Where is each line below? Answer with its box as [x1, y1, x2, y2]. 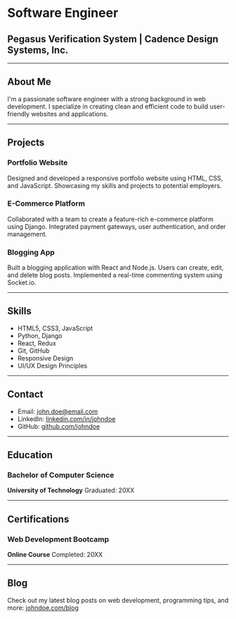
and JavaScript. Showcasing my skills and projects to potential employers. [7, 181, 223, 189]
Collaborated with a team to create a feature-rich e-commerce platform [7, 215, 214, 223]
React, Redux [17, 339, 56, 347]
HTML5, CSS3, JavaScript [17, 324, 93, 332]
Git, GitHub [17, 346, 50, 355]
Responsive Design [17, 354, 74, 362]
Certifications [7, 513, 70, 525]
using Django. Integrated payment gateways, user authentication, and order [7, 222, 226, 230]
